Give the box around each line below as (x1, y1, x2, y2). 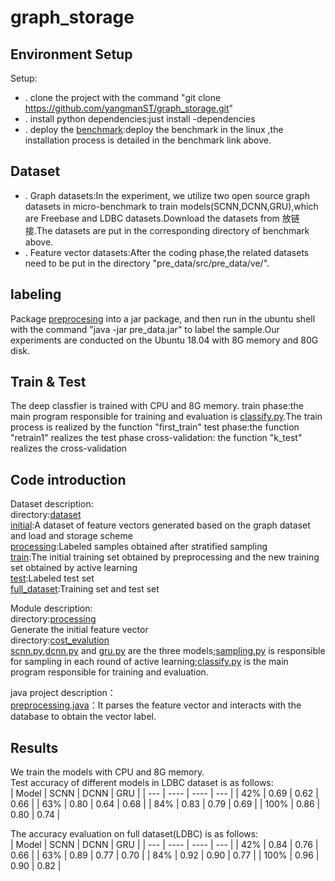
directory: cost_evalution (10, 634, 110, 646)
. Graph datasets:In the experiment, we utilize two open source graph (24, 189, 311, 201)
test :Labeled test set (10, 572, 95, 585)
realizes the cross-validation (10, 442, 128, 455)
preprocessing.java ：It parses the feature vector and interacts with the (10, 699, 302, 711)
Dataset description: (10, 498, 94, 510)
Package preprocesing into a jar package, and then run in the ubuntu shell (10, 312, 316, 325)
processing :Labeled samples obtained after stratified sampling (10, 541, 268, 553)
